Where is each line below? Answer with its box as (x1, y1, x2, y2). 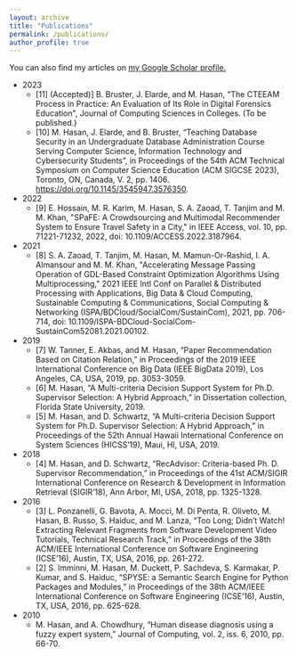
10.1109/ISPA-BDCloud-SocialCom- (68, 316, 197, 327)
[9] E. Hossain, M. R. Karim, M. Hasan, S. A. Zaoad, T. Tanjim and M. (35, 202, 285, 214)
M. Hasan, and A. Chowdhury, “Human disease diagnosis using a (35, 619, 274, 630)
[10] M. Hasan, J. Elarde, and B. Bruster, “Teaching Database (35, 127, 258, 138)
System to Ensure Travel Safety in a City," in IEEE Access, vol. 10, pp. (35, 222, 287, 233)
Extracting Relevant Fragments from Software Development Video (35, 525, 277, 536)
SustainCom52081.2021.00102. (35, 326, 149, 337)
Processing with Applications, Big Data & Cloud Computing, (35, 288, 253, 299)
